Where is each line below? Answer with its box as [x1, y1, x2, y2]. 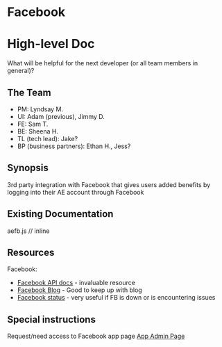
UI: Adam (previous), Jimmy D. [17, 112, 105, 120]
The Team [7, 86, 52, 98]
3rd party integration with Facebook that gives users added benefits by [7, 180, 211, 188]
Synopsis [7, 162, 49, 174]
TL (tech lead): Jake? [17, 134, 78, 143]
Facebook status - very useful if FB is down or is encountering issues [17, 293, 216, 302]
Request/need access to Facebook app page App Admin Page [7, 332, 185, 341]
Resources [7, 246, 55, 258]
